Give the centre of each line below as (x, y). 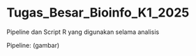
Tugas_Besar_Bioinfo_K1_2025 (98, 13)
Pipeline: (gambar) (33, 45)
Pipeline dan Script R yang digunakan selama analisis (83, 32)
